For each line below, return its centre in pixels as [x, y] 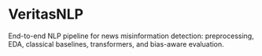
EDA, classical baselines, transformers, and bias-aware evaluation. [116, 44]
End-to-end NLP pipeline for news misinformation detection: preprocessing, [131, 36]
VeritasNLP [46, 14]
